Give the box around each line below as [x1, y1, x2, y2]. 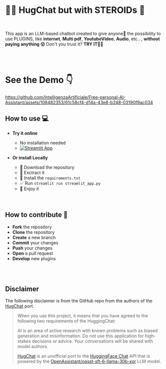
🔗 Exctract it [19, 169, 45, 175]
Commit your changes [12, 239, 58, 245]
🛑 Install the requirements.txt [19, 175, 81, 181]
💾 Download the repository [19, 164, 75, 170]
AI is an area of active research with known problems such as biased [17, 328, 158, 334]
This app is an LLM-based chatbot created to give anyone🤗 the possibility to [5, 30, 161, 36]
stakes [17, 338, 31, 344]
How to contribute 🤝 [5, 211, 68, 219]
